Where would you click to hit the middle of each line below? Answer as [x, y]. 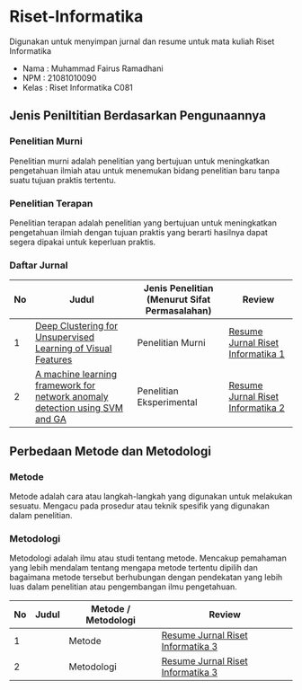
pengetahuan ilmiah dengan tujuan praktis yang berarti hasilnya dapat [138, 232]
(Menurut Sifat [179, 300]
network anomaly [72, 397]
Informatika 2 [257, 408]
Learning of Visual [74, 349]
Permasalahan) [178, 311]
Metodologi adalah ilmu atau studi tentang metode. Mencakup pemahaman [148, 558]
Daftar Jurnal [39, 265]
